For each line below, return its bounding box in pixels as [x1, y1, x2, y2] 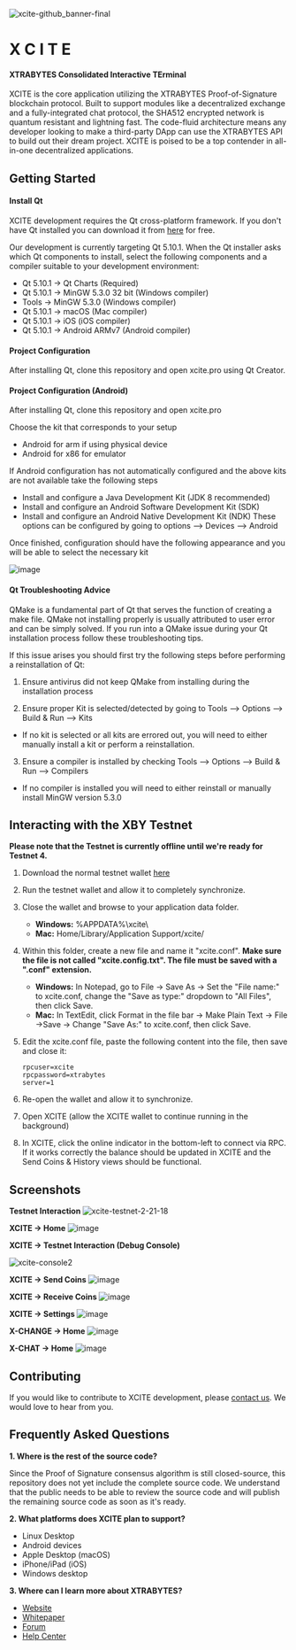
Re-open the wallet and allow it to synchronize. [21, 1094, 194, 1104]
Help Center [21, 1631, 66, 1641]
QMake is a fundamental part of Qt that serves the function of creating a [9, 604, 272, 615]
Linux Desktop [21, 1530, 75, 1541]
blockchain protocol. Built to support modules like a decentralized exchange [9, 98, 285, 109]
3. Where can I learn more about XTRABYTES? [9, 1585, 183, 1596]
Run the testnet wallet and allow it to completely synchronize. [21, 885, 246, 895]
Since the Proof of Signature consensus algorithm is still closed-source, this [9, 1468, 285, 1478]
